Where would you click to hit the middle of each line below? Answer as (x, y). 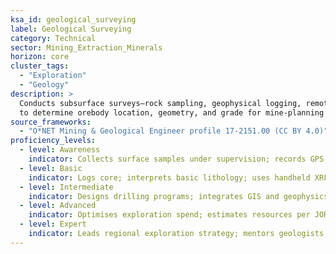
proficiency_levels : (53, 141)
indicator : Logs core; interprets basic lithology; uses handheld (169, 177)
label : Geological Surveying (71, 29)
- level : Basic (51, 168)
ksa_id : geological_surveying (73, 19)
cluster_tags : (40, 66)
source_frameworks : (51, 122)
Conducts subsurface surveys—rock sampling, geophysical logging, (160, 103)
